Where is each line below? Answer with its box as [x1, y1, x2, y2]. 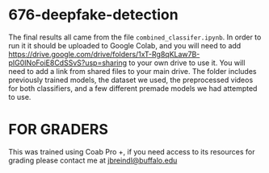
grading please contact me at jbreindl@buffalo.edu [8, 155, 178, 165]
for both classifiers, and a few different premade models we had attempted [8, 83, 258, 93]
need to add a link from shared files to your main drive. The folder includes [8, 66, 257, 76]
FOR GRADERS [8, 121, 109, 138]
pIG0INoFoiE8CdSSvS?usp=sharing [8, 58, 128, 68]
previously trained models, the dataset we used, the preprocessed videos [8, 75, 254, 84]
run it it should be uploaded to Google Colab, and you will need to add [8, 40, 242, 50]
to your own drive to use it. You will [128, 58, 246, 68]
